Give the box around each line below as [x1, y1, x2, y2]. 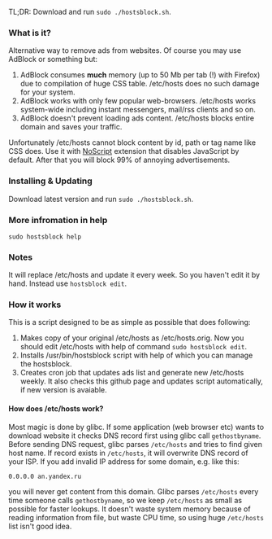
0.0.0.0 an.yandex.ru [8, 472, 82, 480]
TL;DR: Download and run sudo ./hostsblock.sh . [8, 7, 172, 16]
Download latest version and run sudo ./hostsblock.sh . [8, 194, 194, 204]
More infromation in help [8, 214, 108, 226]
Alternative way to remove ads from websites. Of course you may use [8, 46, 242, 55]
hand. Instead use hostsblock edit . [8, 278, 127, 288]
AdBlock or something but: [8, 55, 98, 64]
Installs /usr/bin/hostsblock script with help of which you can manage [19, 350, 253, 361]
